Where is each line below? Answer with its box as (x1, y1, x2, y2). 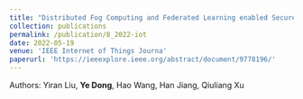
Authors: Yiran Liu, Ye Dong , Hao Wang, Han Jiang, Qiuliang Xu (9, 80, 245, 90)
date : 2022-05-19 (9, 38, 75, 48)
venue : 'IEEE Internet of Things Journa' (9, 47, 168, 56)
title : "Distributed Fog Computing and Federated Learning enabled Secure (9, 13, 297, 22)
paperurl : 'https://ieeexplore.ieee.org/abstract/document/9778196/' (9, 55, 277, 64)
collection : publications (9, 22, 106, 31)
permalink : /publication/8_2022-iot (9, 30, 147, 39)
